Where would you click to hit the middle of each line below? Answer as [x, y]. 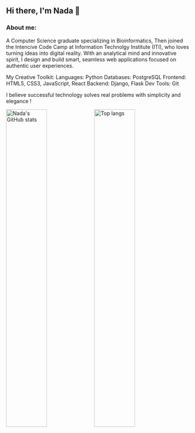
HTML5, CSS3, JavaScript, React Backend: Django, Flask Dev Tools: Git [93, 83]
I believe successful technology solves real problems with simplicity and [93, 94]
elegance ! [19, 101]
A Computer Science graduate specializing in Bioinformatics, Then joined [95, 40]
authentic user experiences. [40, 65]
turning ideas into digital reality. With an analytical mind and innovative [91, 53]
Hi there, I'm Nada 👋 [43, 11]
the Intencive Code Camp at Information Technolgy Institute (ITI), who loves [97, 47]
